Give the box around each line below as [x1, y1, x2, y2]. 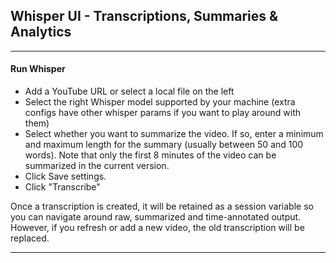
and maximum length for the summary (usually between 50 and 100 [24, 139, 304, 151]
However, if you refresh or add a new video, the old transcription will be [10, 222, 305, 234]
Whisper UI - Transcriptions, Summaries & [10, 8, 279, 25]
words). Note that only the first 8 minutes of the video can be [24, 149, 277, 161]
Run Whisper [10, 63, 66, 75]
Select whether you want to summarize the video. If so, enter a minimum [24, 128, 324, 140]
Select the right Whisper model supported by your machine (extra [24, 96, 296, 108]
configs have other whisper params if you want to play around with [24, 107, 302, 119]
